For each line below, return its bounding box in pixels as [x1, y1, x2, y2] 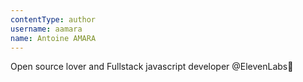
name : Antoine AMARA [10, 33, 97, 43]
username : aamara [10, 24, 83, 34]
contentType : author [10, 14, 97, 25]
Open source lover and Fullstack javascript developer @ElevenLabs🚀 [10, 61, 294, 73]
